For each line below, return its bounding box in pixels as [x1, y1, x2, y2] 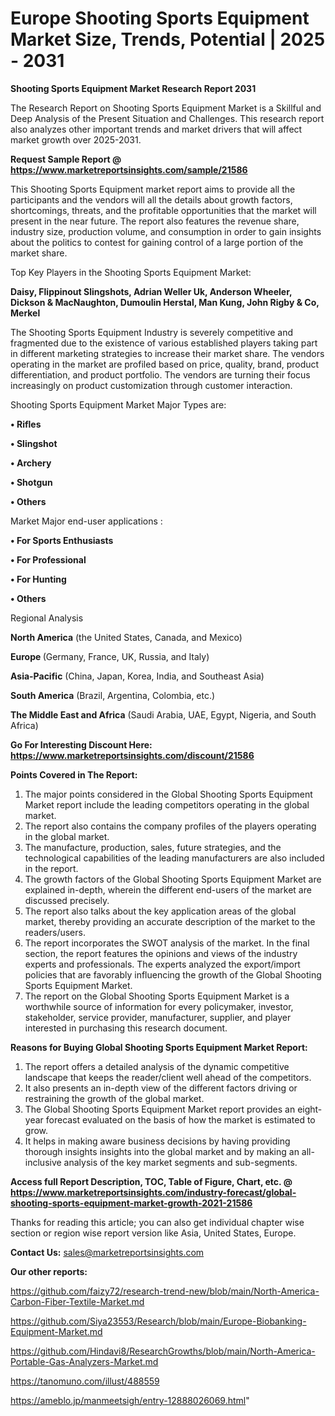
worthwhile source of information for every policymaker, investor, [24, 1000, 294, 1012]
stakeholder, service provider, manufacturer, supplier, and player [24, 1011, 292, 1023]
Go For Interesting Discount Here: [10, 738, 153, 751]
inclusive [24, 1156, 62, 1168]
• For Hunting [10, 573, 67, 585]
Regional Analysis [10, 612, 84, 624]
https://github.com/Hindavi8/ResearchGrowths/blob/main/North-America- [10, 1345, 316, 1357]
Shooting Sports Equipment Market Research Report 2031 [10, 82, 257, 94]
